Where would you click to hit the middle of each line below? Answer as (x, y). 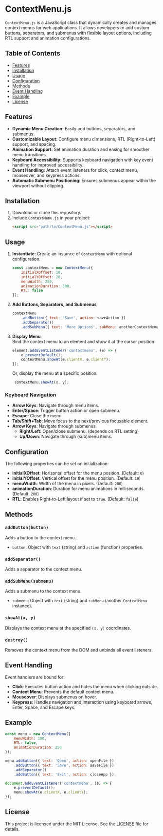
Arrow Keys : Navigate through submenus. (54, 426)
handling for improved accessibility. (48, 165)
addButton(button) (27, 528)
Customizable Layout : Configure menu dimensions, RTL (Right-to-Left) (84, 139)
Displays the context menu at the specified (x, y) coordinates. (68, 628)
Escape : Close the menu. (37, 416)
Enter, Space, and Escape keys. (44, 707)
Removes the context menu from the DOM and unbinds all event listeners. (79, 650)
